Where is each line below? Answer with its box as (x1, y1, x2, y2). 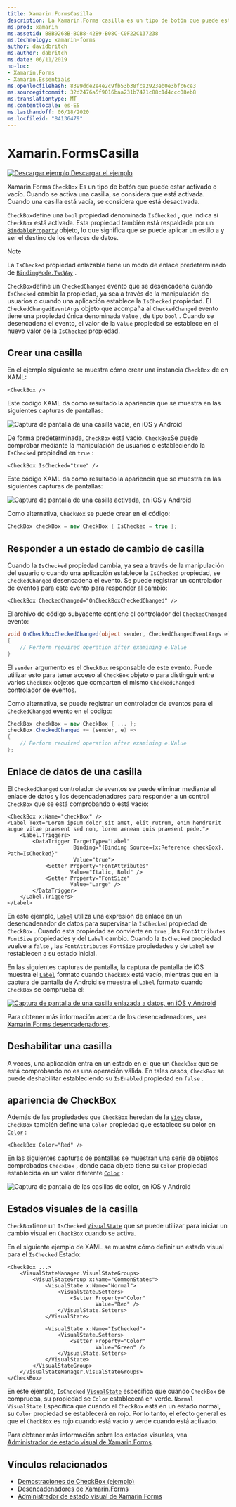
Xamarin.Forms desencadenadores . (7, 1020, 111, 1028)
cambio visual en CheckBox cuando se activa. (7, 1229, 136, 1237)
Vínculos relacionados (7, 1458, 107, 1470)
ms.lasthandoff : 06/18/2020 (7, 108, 90, 115)
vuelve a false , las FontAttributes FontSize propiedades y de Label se (7, 941, 214, 950)
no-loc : (7, 63, 30, 70)
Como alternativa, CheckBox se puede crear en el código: (7, 510, 171, 518)
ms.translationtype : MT (7, 96, 77, 103)
